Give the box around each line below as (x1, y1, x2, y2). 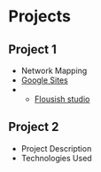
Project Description (20, 143, 92, 153)
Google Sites (20, 75, 68, 86)
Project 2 (8, 119, 59, 135)
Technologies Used (20, 152, 92, 163)
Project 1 (8, 42, 57, 57)
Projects (8, 6, 72, 27)
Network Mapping (20, 65, 88, 76)
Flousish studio (34, 94, 90, 104)
